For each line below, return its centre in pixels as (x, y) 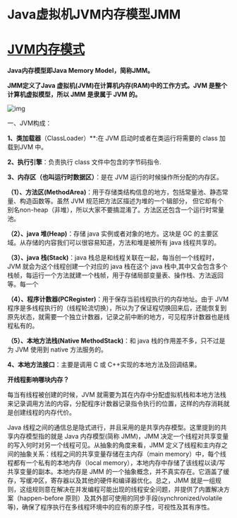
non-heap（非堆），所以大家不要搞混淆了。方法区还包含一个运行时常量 (122, 210)
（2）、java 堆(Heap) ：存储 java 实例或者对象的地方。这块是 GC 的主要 (110, 234)
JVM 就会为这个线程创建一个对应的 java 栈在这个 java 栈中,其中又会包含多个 (117, 267)
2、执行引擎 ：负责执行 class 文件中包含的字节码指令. (84, 162)
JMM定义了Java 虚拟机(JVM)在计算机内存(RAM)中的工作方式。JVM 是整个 (117, 86)
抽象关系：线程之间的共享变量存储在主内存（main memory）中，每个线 (123, 454)
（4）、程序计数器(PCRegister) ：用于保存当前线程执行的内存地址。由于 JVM (118, 299)
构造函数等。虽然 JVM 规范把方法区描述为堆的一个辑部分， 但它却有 (119, 201)
